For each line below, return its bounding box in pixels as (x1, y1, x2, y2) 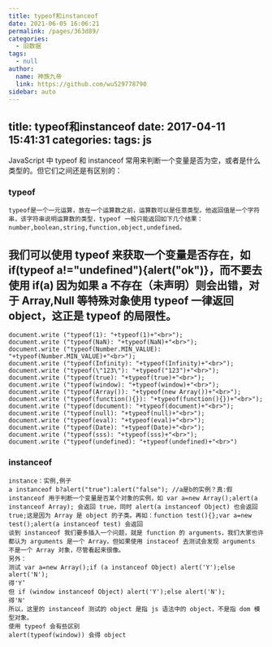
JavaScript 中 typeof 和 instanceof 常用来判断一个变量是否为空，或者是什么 (8, 155, 261, 165)
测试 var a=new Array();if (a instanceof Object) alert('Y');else (8, 563, 235, 571)
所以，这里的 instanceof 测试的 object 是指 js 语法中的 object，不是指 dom (8, 605, 251, 613)
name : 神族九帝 (15, 72, 63, 81)
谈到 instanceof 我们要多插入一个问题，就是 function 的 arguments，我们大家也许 (8, 528, 264, 537)
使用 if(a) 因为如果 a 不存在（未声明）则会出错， (8, 278, 249, 292)
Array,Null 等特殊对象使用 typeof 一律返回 (21, 294, 234, 308)
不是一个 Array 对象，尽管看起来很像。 (8, 546, 125, 554)
